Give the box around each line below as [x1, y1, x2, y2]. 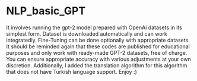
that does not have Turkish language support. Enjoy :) [6, 68, 138, 75]
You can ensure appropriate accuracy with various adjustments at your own [6, 55, 191, 63]
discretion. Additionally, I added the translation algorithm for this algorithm [6, 61, 188, 69]
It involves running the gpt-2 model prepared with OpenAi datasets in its [6, 24, 182, 31]
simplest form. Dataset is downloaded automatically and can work [6, 30, 168, 37]
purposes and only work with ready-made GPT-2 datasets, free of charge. [6, 49, 188, 56]
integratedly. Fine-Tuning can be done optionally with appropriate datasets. [6, 36, 190, 43]
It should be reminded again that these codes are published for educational [6, 43, 190, 50]
